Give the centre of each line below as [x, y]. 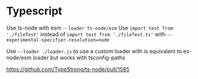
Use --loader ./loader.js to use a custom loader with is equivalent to [94, 51]
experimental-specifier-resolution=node [58, 40]
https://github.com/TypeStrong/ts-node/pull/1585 [68, 69]
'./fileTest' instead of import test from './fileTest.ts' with [86, 34]
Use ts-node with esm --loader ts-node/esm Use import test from [90, 28]
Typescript [34, 11]
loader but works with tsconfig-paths [79, 57]
